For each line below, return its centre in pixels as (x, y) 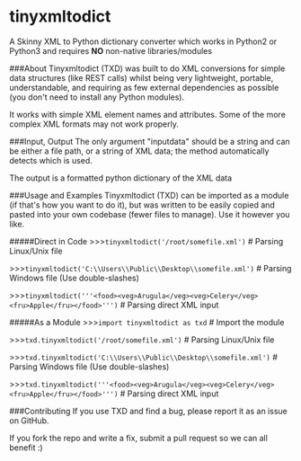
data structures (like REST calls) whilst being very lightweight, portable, (142, 77)
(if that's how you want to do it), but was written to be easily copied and (142, 205)
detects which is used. (51, 160)
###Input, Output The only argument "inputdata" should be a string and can (150, 141)
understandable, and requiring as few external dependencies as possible (144, 87)
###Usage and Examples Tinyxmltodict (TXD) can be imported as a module (149, 195)
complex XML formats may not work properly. (94, 124)
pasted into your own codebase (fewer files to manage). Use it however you (150, 214)
